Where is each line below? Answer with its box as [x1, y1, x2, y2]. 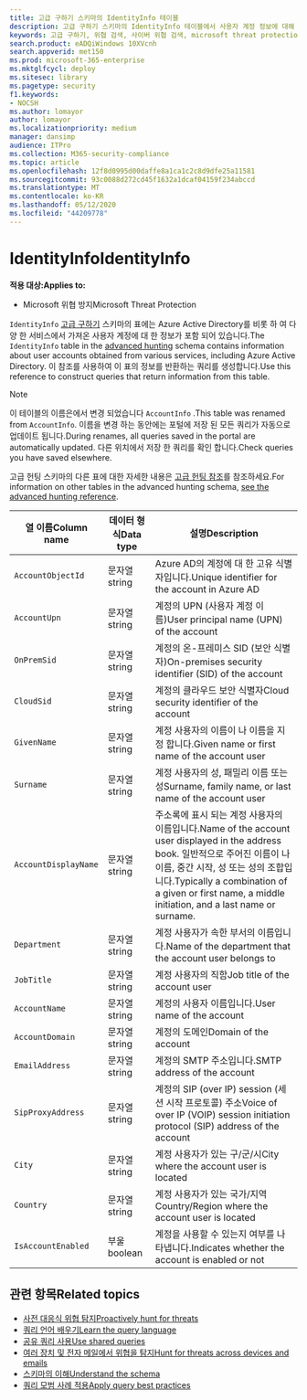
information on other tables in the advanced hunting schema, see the [9, 481, 270, 492]
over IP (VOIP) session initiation [154, 1108, 291, 1120]
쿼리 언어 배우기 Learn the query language [22, 1324, 176, 1335]
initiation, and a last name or [154, 897, 276, 910]
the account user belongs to [154, 951, 276, 964]
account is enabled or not [154, 1253, 265, 1266]
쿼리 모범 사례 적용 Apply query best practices [22, 1379, 191, 1390]
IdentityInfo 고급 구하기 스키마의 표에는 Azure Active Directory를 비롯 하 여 [9, 318, 288, 329]
